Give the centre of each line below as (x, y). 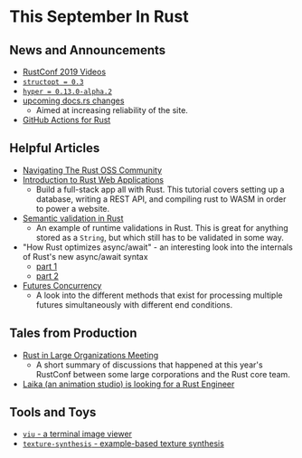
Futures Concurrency (62, 285)
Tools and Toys (53, 412)
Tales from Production (73, 334)
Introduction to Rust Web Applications (93, 179)
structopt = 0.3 (53, 82)
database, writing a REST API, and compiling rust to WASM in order (161, 199)
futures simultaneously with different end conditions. (134, 304)
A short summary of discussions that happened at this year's (150, 365)
